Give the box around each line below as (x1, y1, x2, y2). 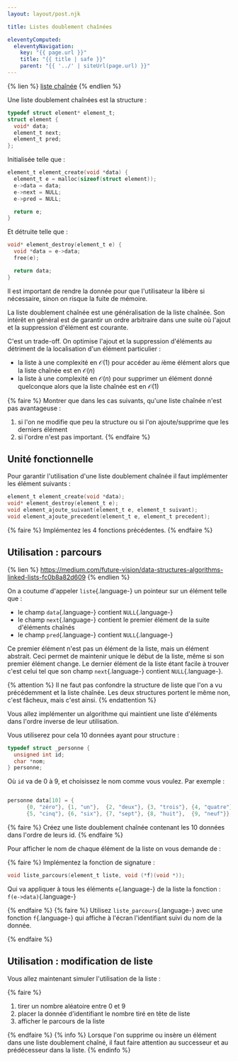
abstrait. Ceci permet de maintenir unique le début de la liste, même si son (7, 652, 225, 660)
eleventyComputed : (7, 36, 62, 43)
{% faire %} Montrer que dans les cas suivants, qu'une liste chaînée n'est (7, 396, 222, 405)
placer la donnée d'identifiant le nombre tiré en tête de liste (17, 1009, 191, 1018)
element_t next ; (13, 129, 62, 136)
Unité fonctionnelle (7, 453, 94, 466)
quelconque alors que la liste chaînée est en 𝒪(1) (17, 382, 159, 390)
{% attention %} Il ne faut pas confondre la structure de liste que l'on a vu (7, 681, 222, 689)
